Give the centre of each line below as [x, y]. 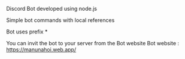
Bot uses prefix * [27, 32]
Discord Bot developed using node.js [52, 9]
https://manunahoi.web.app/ [41, 49]
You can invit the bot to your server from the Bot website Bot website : [93, 43]
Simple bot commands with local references [60, 20]
